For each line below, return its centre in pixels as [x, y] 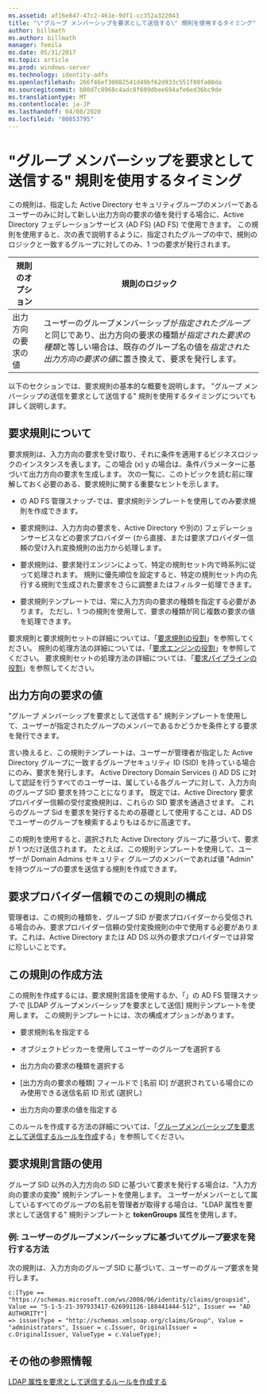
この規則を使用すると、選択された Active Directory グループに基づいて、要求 [133, 839]
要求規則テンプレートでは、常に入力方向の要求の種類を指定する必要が [135, 601]
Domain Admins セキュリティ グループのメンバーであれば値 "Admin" [142, 859]
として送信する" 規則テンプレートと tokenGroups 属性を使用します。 [128, 1214]
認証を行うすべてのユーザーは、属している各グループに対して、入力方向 [139, 783]
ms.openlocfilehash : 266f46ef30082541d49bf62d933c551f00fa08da [115, 82]
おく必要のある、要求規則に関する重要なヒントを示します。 [126, 484]
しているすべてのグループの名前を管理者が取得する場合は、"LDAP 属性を [127, 1204]
